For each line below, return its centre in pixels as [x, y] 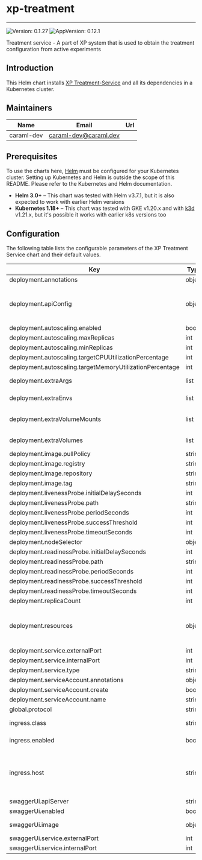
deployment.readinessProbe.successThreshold [76, 581]
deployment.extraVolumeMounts [55, 419]
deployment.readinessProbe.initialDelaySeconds [78, 552]
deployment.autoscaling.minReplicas [61, 347]
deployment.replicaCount [45, 601]
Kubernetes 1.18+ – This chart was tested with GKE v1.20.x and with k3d [105, 208]
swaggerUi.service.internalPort [53, 848]
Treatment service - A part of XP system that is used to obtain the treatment [100, 43]
